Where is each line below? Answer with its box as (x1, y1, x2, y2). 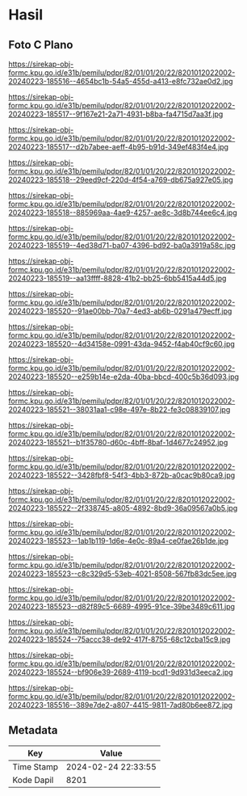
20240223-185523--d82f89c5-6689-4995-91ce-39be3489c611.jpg (8, 602, 236, 611)
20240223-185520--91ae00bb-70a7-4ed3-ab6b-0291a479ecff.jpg (8, 306, 232, 316)
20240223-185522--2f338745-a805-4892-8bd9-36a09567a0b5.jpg (8, 503, 238, 512)
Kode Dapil (12, 774, 54, 785)
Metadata (8, 723, 58, 737)
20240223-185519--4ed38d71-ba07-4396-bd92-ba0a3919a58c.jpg (8, 241, 236, 250)
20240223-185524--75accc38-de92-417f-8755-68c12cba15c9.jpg (8, 634, 231, 644)
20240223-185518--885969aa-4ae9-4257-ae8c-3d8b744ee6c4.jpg (8, 208, 237, 217)
